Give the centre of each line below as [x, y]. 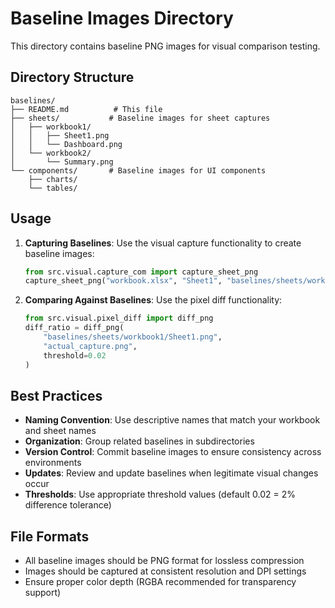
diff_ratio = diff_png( [74, 328]
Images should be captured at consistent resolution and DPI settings [165, 571]
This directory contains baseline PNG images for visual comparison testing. [165, 46]
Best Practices [56, 395]
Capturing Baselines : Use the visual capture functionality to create [163, 243]
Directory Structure [72, 77]
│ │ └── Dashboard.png [66, 144]
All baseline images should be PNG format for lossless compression [164, 561]
